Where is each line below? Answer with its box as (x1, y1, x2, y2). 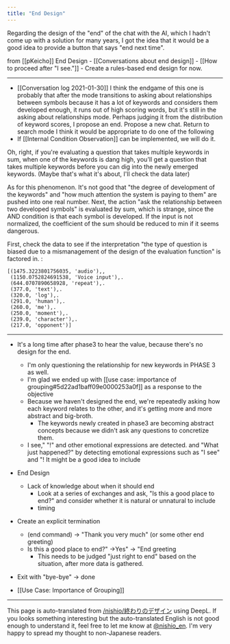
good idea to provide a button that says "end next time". (7, 43, 165, 51)
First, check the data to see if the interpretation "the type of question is (7, 240, 207, 248)
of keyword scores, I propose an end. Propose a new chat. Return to (16, 120, 210, 128)
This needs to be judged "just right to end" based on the (37, 552, 196, 560)
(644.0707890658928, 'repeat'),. (10, 280, 106, 286)
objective (27, 390, 53, 398)
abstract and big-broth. (27, 412, 94, 420)
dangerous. (7, 227, 40, 235)
